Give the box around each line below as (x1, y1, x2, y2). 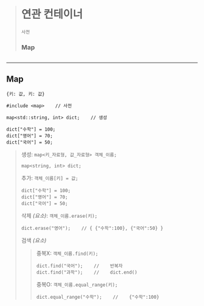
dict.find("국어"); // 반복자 (36, 263, 123, 269)
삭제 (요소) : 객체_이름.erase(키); (21, 212, 98, 220)
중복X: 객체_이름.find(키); (36, 249, 99, 257)
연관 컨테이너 (21, 7, 83, 21)
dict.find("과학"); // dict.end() (36, 269, 138, 276)
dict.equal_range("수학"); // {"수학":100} (36, 294, 160, 301)
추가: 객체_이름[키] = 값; (21, 175, 79, 182)
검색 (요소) (21, 237, 47, 244)
